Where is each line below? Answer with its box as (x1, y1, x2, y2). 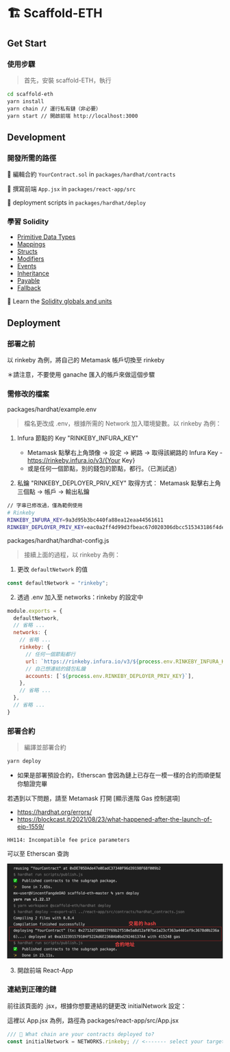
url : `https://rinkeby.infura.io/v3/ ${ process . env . (25, 658, 176, 665)
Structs (16, 248, 38, 256)
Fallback (16, 284, 41, 292)
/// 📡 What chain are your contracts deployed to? (7, 1031, 155, 1038)
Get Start (7, 37, 47, 49)
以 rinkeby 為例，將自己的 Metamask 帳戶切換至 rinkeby (7, 356, 165, 364)
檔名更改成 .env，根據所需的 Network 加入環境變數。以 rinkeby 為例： (23, 419, 222, 428)
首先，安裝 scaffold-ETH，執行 (23, 76, 112, 84)
